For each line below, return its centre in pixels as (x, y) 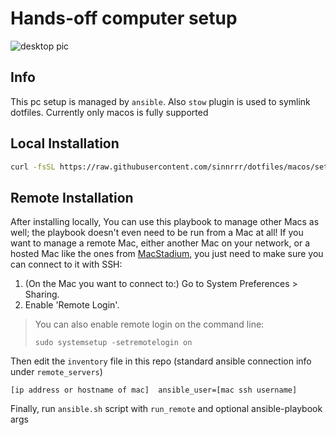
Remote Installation (72, 197)
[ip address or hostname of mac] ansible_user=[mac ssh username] (154, 390)
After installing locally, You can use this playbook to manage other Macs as (165, 222)
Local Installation (65, 143)
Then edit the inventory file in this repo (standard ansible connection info (161, 361)
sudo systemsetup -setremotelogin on (113, 343)
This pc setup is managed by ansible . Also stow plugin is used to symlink (160, 101)
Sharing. (42, 294)
